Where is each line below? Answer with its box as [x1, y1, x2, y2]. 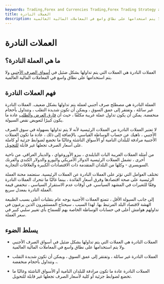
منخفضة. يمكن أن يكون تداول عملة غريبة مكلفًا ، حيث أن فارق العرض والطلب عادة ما [5, 112, 159, 118]
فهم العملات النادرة [5, 89, 56, 97]
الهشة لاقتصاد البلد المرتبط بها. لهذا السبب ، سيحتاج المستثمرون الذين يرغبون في [5, 202, 151, 208]
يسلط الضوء [5, 226, 38, 234]
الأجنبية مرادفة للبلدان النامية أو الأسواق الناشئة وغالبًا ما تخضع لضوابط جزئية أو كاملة [5, 137, 157, 143]
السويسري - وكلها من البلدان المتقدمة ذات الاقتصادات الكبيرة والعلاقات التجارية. [5, 162, 149, 168]
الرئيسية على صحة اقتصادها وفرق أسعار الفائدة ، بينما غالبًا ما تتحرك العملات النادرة [5, 176, 155, 183]
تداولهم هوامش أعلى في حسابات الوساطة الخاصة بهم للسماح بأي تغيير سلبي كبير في [5, 207, 159, 212]
